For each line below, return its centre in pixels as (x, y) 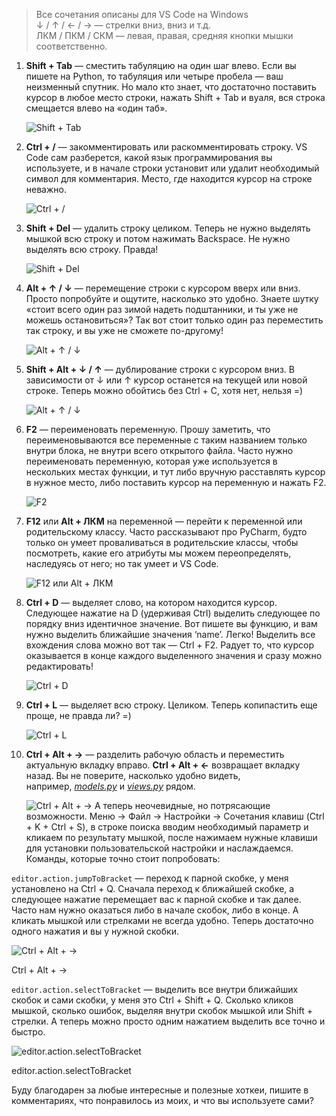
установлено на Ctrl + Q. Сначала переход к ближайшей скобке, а (153, 888)
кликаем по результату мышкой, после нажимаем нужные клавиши (171, 837)
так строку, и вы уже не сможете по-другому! (124, 330)
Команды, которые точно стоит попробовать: (123, 858)
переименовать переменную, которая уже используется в (151, 461)
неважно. (46, 189)
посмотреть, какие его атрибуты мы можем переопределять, (158, 553)
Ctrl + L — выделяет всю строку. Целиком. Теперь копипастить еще (171, 705)
